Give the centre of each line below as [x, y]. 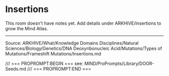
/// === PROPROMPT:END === [59, 68]
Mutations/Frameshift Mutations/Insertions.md [53, 53]
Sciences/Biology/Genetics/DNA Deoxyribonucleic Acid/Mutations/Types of [84, 48]
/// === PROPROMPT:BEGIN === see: [44, 63]
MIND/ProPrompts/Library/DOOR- [119, 63]
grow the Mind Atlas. [27, 28]
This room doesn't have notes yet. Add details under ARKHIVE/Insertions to [83, 23]
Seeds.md [16, 68]
